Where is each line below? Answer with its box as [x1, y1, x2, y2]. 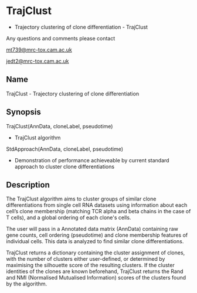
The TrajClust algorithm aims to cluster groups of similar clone [6, 195, 157, 203]
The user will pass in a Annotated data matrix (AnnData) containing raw [6, 226, 179, 233]
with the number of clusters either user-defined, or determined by [6, 255, 165, 263]
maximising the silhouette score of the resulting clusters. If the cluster [6, 262, 175, 269]
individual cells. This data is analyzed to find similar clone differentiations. [6, 238, 184, 245]
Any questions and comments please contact [6, 35, 116, 42]
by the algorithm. [6, 280, 47, 288]
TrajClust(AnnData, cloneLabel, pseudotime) [6, 122, 113, 130]
